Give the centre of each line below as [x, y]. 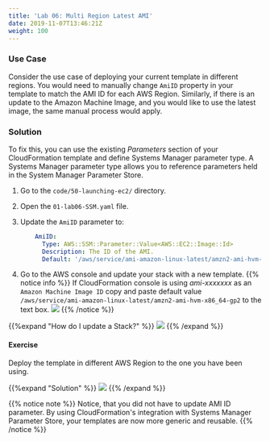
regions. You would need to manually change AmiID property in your [121, 85]
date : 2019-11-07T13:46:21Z [56, 23]
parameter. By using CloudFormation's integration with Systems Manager [130, 412]
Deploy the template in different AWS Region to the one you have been [126, 363]
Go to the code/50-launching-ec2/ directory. [93, 190]
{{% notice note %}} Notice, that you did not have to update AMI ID [120, 403]
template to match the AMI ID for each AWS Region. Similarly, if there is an [132, 94]
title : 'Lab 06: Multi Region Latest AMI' [81, 16]
